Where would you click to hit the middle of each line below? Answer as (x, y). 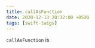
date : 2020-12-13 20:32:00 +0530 (48, 17)
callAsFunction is (28, 40)
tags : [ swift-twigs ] (32, 23)
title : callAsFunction (34, 12)
